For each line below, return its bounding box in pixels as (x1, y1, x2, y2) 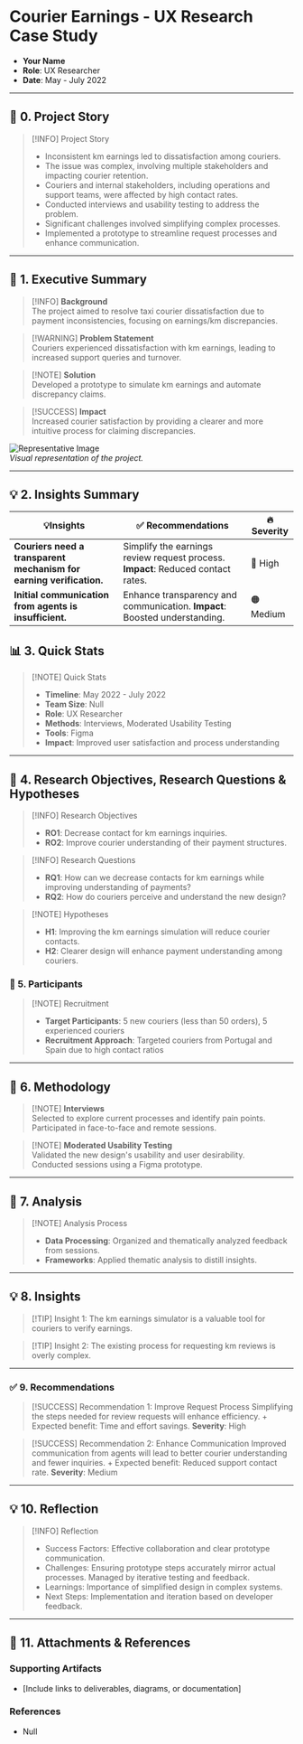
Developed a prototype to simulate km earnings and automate (31, 379, 262, 389)
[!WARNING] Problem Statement (31, 333, 154, 343)
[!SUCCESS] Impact (31, 406, 106, 417)
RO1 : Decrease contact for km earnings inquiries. (44, 828, 228, 838)
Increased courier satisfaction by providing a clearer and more (31, 416, 264, 427)
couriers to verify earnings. (31, 1322, 133, 1334)
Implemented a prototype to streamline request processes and (44, 228, 278, 239)
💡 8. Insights (9, 1289, 81, 1305)
